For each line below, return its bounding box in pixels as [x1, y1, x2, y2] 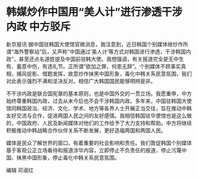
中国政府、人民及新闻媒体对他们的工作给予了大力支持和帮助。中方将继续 [16, 119, 192, 127]
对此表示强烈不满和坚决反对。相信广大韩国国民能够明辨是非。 [6, 77, 156, 84]
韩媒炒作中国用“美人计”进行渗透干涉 [6, 5, 183, 19]
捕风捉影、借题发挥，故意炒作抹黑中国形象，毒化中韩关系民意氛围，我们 [16, 70, 192, 77]
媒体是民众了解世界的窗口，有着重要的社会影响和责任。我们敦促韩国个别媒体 [6, 139, 192, 146]
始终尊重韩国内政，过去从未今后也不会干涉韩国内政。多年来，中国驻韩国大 [6, 97, 187, 104]
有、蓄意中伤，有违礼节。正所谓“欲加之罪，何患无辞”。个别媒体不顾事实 [6, 62, 181, 69]
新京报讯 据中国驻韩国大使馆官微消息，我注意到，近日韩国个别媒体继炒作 [6, 41, 183, 48]
